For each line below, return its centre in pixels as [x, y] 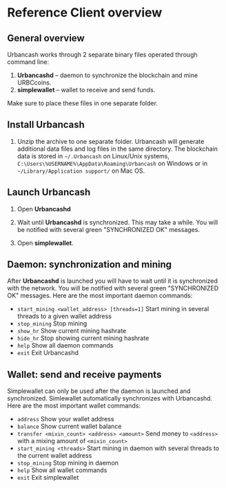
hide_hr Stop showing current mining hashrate [83, 338]
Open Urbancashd [44, 209]
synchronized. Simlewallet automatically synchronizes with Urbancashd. [110, 399]
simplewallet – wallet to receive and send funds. [86, 90]
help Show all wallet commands [62, 470]
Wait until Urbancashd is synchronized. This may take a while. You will [117, 222]
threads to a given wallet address [64, 316]
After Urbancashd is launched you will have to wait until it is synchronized [113, 281]
